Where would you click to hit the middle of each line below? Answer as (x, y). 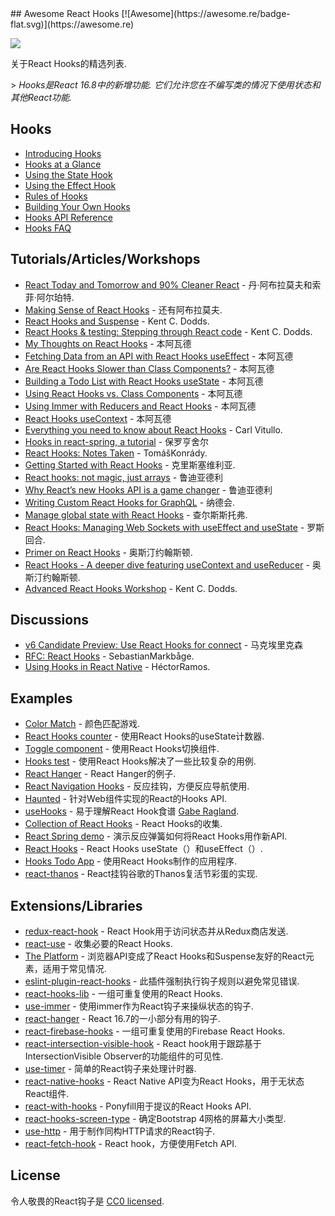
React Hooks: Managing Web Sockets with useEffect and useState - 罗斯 (174, 527)
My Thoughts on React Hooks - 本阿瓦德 (108, 343)
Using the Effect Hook (70, 185)
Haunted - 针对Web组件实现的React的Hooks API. (126, 799)
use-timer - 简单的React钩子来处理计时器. (110, 1069)
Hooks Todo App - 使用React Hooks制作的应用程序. (131, 861)
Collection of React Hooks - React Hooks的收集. (123, 824)
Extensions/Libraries (76, 905)
